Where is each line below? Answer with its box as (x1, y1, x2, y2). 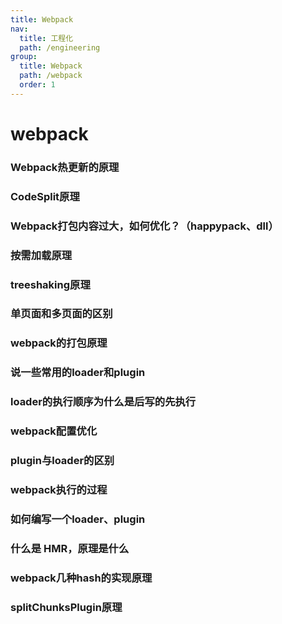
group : (10, 52, 38, 62)
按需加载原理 (10, 248, 73, 262)
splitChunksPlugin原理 (10, 600, 123, 614)
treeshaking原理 (10, 277, 91, 291)
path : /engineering (19, 42, 101, 53)
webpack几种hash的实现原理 (10, 571, 153, 585)
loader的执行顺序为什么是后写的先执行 (10, 395, 197, 409)
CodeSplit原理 (10, 189, 80, 203)
